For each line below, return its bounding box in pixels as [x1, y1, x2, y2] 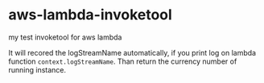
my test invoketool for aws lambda [8, 32, 122, 42]
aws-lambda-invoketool [8, 6, 173, 24]
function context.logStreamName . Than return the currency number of [8, 56, 237, 66]
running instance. [8, 64, 67, 74]
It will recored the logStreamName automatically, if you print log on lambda [8, 48, 256, 57]
